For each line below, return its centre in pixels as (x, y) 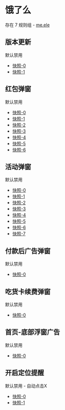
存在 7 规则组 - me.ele (28, 25)
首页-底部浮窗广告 (32, 332)
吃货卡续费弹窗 (28, 291)
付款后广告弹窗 (28, 251)
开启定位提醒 (25, 373)
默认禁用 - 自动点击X (26, 386)
